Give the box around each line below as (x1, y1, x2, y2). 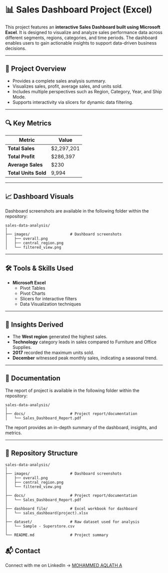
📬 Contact (5, 547, 40, 555)
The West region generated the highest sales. (12, 334, 107, 339)
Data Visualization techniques (19, 301, 81, 307)
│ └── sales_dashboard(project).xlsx (5, 510, 88, 515)
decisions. (5, 45, 26, 51)
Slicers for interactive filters (19, 296, 77, 302)
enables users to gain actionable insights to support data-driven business (5, 40, 157, 46)
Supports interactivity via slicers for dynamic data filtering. (12, 99, 133, 105)
